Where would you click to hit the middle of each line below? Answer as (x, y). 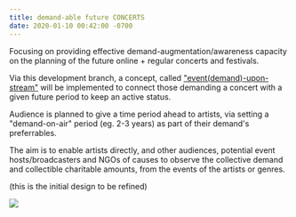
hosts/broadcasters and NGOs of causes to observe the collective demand (146, 159)
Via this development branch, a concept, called (96, 77)
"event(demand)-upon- (226, 77)
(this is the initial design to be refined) (79, 186)
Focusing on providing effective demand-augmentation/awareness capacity (148, 51)
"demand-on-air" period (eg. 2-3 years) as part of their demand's (129, 123)
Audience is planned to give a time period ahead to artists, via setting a (139, 114)
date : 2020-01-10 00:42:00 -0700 (71, 26)
